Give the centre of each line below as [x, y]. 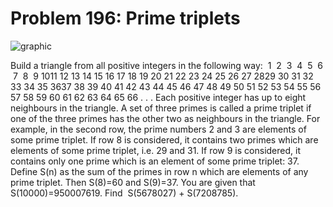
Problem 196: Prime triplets [125, 18]
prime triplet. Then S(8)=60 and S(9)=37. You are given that [133, 182]
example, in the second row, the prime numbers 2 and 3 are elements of [158, 129]
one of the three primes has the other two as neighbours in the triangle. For [165, 118]
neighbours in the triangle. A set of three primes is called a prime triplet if [161, 108]
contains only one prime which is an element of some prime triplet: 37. [155, 161]
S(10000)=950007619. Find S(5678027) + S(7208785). [124, 193]
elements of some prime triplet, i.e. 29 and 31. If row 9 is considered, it [155, 150]
